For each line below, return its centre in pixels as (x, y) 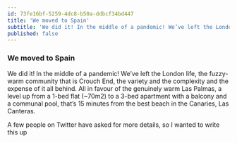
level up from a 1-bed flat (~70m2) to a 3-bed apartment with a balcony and (117, 96)
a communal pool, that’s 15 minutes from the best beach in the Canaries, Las (118, 104)
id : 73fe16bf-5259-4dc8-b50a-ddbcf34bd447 (71, 14)
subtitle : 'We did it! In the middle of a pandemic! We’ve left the (110, 27)
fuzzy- (219, 73)
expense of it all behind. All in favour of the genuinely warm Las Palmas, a (115, 88)
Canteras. (22, 111)
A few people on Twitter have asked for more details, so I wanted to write (114, 125)
